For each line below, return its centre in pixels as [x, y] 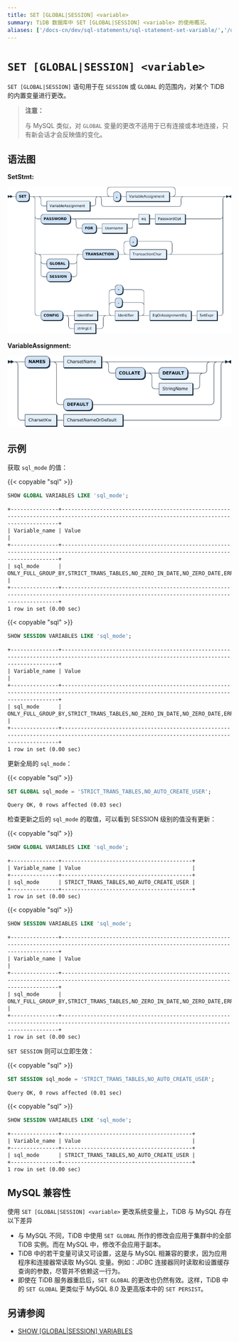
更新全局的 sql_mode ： [40, 763]
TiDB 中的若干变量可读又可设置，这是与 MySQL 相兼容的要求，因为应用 [122, 1253]
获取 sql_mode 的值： [38, 467]
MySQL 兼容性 [39, 1193]
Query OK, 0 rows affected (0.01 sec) [65, 1093]
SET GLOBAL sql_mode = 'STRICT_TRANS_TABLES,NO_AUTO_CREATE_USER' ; [110, 792]
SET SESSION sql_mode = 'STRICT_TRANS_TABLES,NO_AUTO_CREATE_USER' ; [111, 1080]
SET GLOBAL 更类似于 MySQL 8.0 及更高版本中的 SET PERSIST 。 [117, 1289]
